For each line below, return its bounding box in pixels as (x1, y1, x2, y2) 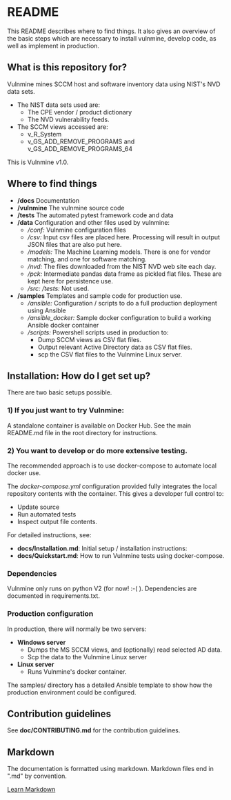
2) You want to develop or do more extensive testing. (7, 446, 188, 455)
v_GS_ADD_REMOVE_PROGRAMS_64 (27, 144, 133, 152)
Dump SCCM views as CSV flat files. (37, 335, 142, 343)
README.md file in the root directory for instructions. (7, 428, 158, 437)
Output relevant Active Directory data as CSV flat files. (37, 343, 192, 351)
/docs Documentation (17, 196, 80, 204)
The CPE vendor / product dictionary (27, 108, 132, 116)
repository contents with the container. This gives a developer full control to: (7, 489, 224, 497)
